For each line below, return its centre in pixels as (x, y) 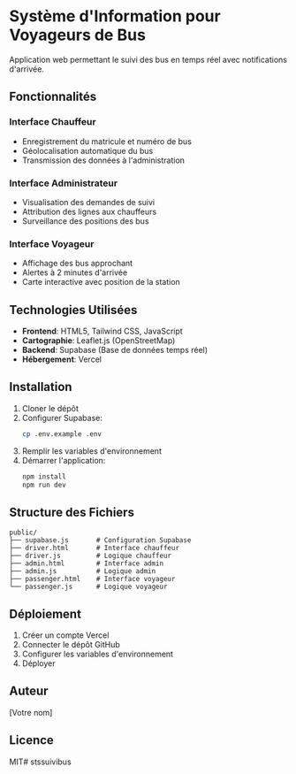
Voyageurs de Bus (77, 35)
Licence (32, 740)
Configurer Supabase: (62, 418)
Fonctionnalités (53, 97)
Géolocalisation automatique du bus (87, 150)
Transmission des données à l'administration (103, 160)
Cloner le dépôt (50, 408)
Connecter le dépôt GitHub (71, 645)
